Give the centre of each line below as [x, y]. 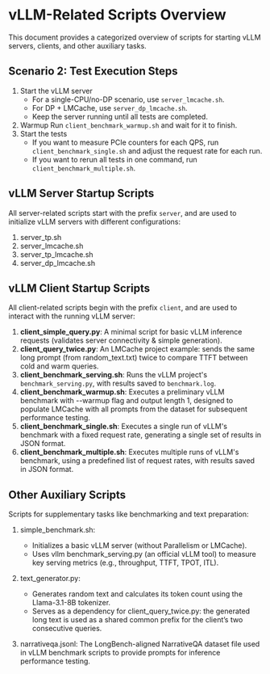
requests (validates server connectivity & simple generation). [121, 340]
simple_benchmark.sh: [58, 530]
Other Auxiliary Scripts [67, 495]
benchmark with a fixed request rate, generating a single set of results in [141, 435]
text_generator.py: [50, 579]
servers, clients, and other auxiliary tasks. [77, 45]
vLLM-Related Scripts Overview [118, 15]
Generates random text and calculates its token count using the [137, 594]
